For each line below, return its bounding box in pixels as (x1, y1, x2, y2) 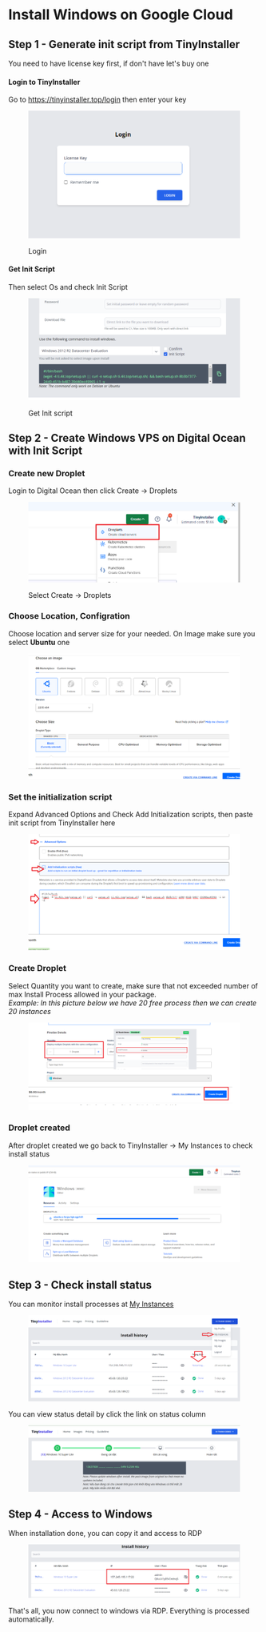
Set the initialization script (8, 791, 113, 802)
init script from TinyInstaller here (8, 818, 116, 828)
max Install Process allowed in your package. (8, 989, 157, 999)
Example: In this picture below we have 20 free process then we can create (8, 998, 257, 1008)
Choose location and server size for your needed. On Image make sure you (8, 628, 256, 638)
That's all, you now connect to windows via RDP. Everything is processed (8, 1606, 250, 1615)
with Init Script (8, 443, 83, 457)
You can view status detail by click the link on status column (8, 1409, 206, 1419)
